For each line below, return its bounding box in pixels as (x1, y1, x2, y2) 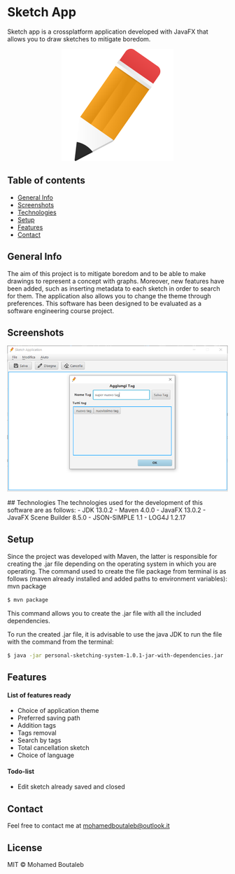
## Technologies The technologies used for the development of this (7, 499, 203, 507)
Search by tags (17, 736, 62, 744)
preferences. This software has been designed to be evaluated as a (7, 299, 201, 307)
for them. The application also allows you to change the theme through (7, 291, 211, 300)
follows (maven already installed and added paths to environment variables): (7, 574, 228, 583)
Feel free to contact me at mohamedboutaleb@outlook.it (7, 821, 170, 830)
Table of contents (7, 174, 85, 186)
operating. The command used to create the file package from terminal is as (7, 567, 227, 575)
